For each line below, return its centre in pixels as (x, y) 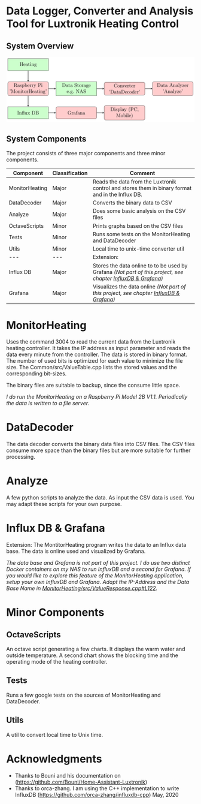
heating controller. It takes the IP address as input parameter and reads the (98, 348)
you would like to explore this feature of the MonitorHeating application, (95, 576)
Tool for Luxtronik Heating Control (93, 24)
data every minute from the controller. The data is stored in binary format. (97, 354)
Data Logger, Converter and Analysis (100, 11)
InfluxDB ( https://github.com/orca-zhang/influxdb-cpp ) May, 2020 (97, 794)
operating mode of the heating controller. (57, 662)
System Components (46, 139)
